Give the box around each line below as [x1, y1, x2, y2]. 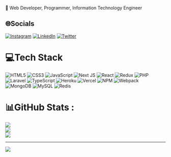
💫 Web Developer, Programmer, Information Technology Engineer [5, 5, 142, 11]
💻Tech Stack [5, 52, 63, 63]
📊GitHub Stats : [5, 102, 75, 113]
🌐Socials [5, 19, 35, 28]
